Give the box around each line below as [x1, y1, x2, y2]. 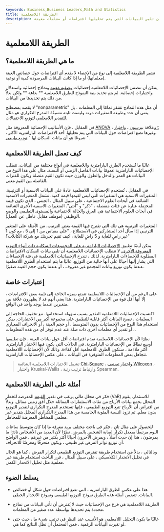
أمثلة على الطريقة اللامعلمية [5, 380, 81, 389]
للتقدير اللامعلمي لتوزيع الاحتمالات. [5, 115, 68, 121]
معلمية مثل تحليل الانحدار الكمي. [5, 459, 64, 465]
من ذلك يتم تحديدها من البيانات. [5, 95, 62, 101]
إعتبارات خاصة [5, 278, 44, 286]
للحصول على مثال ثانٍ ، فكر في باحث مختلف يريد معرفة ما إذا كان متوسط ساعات [5, 424, 153, 430]
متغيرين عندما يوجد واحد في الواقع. [5, 301, 69, 307]
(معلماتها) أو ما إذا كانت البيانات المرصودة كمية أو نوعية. [5, 75, 106, 81]
